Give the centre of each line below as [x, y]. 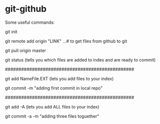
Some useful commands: [30, 22]
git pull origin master [25, 50]
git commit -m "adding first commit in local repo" [54, 88]
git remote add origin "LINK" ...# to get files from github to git [66, 41]
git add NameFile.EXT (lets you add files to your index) [59, 78]
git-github [26, 9]
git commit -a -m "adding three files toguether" [52, 116]
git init [11, 31]
